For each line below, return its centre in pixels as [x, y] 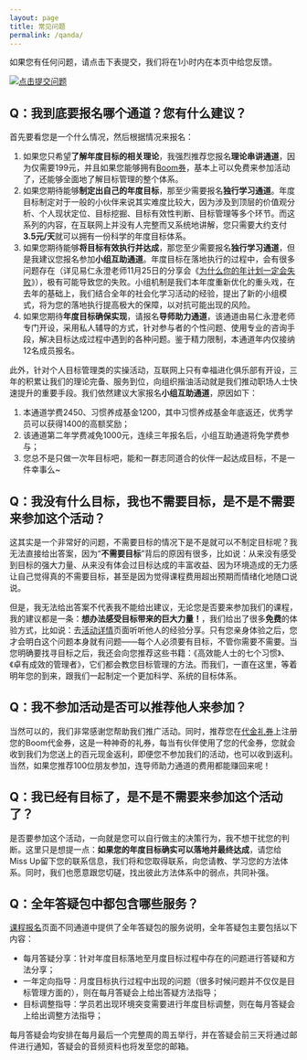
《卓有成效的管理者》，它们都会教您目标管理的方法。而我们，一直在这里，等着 [153, 664]
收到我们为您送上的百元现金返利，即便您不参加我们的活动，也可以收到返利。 [153, 754]
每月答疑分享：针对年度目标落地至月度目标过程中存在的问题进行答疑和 [155, 958]
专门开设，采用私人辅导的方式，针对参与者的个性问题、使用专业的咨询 [155, 328]
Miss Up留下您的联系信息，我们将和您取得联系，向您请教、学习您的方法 [145, 861]
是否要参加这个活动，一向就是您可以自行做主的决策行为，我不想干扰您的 [145, 838]
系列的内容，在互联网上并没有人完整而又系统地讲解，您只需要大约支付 [155, 225]
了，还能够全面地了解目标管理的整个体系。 [103, 179]
